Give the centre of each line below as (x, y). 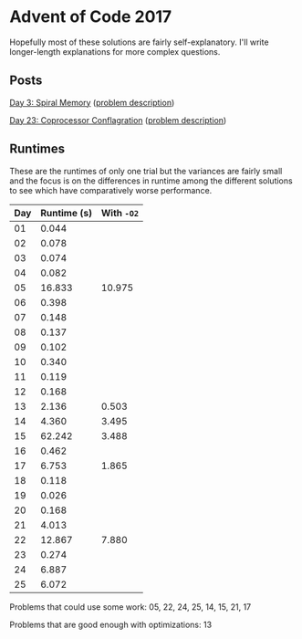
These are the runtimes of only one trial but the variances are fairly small (146, 171)
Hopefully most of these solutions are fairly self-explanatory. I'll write (139, 42)
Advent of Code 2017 (91, 17)
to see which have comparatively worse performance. (111, 190)
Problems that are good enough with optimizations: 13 (111, 624)
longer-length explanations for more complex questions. (115, 51)
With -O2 (120, 213)
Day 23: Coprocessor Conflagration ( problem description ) (118, 120)
